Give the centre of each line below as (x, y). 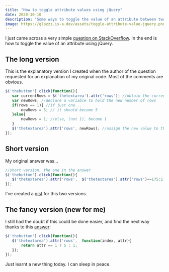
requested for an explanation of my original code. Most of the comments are (84, 77)
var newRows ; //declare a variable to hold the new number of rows (84, 100)
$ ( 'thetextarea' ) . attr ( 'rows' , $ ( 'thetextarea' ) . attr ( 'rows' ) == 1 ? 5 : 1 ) (89, 179)
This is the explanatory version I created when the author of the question (80, 71)
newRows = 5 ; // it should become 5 (59, 110)
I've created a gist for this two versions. (46, 194)
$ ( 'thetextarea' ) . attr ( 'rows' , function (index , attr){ (72, 241)
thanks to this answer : (28, 227)
